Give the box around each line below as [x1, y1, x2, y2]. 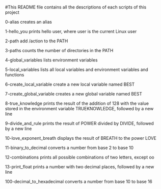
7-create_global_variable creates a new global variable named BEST [5, 91, 142, 96]
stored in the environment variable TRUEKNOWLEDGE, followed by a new [5, 106, 154, 111]
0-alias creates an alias [5, 19, 53, 25]
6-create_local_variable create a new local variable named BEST [5, 81, 135, 87]
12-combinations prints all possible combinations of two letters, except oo [5, 155, 155, 160]
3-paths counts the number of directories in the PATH [5, 48, 114, 53]
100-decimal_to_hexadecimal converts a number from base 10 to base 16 [5, 179, 153, 184]
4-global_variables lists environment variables [5, 57, 98, 63]
